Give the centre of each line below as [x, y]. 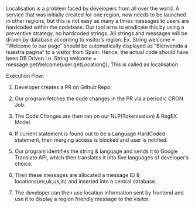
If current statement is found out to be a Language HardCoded [90, 134]
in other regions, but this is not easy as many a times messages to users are [97, 21]
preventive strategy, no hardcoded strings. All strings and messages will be [97, 33]
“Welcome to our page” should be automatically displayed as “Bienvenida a [97, 46]
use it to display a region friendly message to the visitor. [82, 199]
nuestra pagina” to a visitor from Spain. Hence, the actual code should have [97, 52]
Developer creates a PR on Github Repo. [63, 87]
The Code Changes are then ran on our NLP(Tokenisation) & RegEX [96, 116]
